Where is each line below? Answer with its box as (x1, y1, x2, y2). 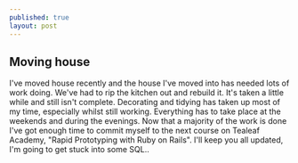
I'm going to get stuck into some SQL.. (9, 144, 149, 155)
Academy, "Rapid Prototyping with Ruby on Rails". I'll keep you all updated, (9, 134, 284, 145)
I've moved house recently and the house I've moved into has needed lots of (9, 77, 290, 89)
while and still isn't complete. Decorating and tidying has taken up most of (9, 97, 280, 108)
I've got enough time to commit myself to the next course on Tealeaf (9, 126, 261, 136)
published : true (9, 12, 69, 22)
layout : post (9, 21, 58, 30)
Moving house (9, 54, 91, 69)
